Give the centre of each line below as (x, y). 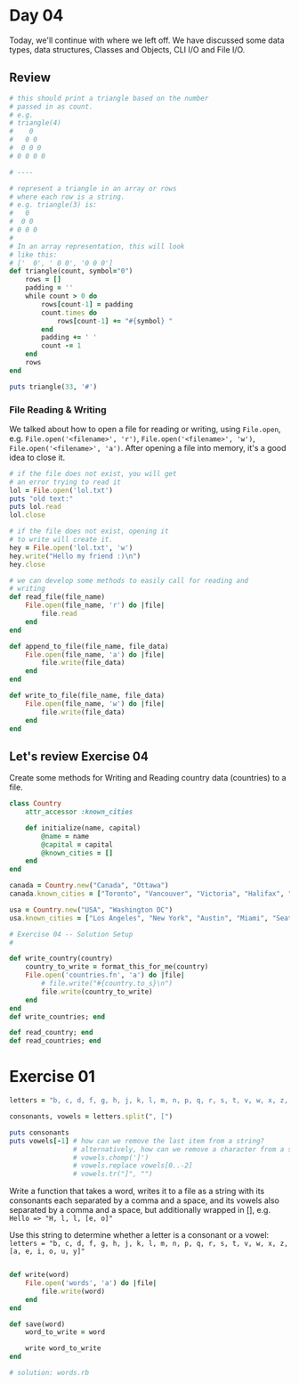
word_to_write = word (65, 1332)
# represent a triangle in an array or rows (93, 188)
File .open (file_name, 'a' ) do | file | (95, 655)
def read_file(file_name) (57, 597)
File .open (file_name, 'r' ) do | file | (95, 606)
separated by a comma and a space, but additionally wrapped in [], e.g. (140, 1210)
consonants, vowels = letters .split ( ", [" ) (91, 1117)
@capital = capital (77, 844)
